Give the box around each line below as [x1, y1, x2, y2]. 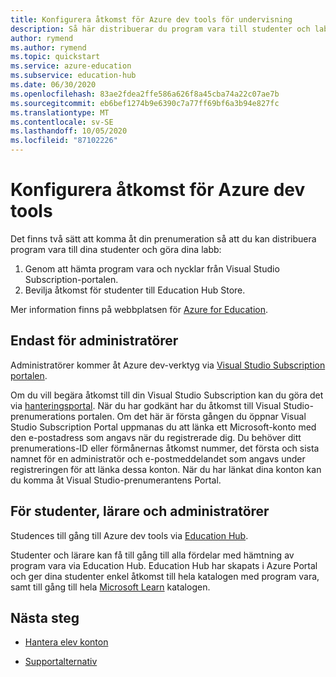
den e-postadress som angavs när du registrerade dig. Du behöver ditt [10, 431, 302, 443]
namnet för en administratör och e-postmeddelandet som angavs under [10, 452, 306, 465]
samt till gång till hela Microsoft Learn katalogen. [10, 581, 211, 593]
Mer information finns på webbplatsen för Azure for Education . [10, 303, 269, 315]
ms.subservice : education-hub [10, 71, 137, 81]
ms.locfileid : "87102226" [10, 136, 118, 146]
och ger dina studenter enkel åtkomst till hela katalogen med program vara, [10, 570, 320, 582]
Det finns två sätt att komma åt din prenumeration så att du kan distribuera [10, 232, 317, 245]
